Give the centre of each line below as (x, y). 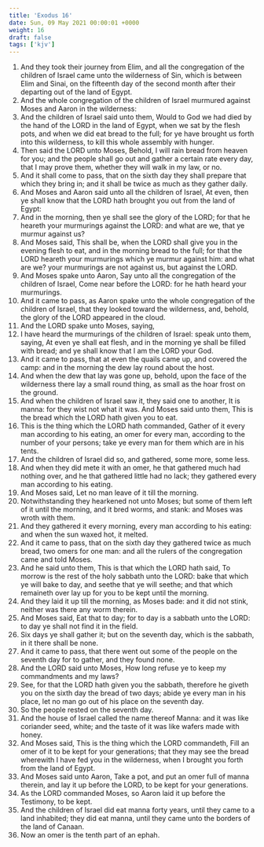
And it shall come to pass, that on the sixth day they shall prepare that (133, 176)
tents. (29, 451)
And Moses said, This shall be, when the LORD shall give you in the (129, 242)
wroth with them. (48, 518)
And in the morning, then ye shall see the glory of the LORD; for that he (135, 218)
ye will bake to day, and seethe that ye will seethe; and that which (126, 585)
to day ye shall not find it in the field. (79, 626)
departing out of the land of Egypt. (76, 92)
